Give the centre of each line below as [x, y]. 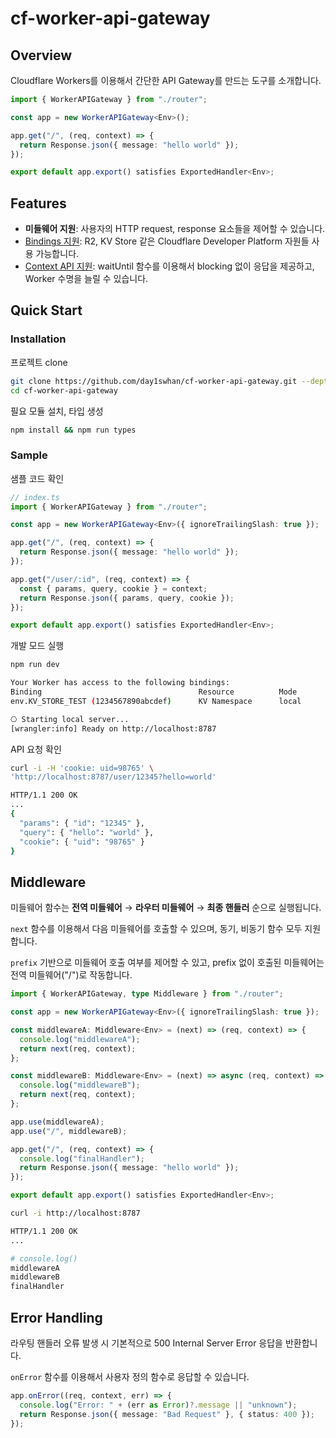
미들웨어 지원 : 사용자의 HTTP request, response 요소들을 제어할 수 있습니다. [175, 229]
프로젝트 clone [39, 362]
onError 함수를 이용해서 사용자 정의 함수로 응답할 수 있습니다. [130, 1377]
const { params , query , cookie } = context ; [113, 588]
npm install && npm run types [73, 430]
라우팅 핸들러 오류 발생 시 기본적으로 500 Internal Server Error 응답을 [146, 1343]
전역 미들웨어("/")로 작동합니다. [71, 975]
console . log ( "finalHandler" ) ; [82, 1158]
